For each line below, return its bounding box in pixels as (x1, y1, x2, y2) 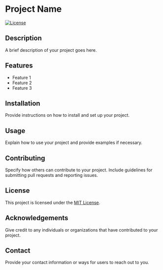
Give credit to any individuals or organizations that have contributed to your (5, 227, 158, 233)
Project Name (5, 3, 62, 15)
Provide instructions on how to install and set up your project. (5, 112, 130, 118)
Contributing (5, 154, 45, 162)
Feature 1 (12, 74, 31, 80)
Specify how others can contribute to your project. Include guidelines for (5, 167, 153, 173)
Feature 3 (12, 85, 32, 91)
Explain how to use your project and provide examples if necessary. (5, 139, 143, 146)
